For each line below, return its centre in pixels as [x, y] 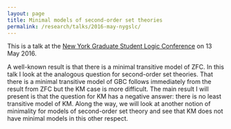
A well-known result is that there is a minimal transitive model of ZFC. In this [115, 67]
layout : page [26, 14]
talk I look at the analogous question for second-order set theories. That [110, 74]
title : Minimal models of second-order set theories [85, 20]
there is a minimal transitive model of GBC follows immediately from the [109, 82]
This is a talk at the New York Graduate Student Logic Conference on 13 [110, 46]
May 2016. [22, 53]
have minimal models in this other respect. [68, 119]
